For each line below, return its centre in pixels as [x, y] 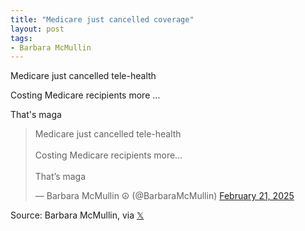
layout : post [37, 29]
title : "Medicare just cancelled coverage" [102, 19]
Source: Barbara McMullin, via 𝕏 [77, 215]
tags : [21, 38]
